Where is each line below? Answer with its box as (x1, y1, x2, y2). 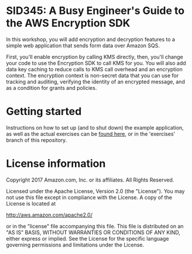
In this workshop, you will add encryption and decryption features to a (6, 36, 176, 43)
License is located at (6, 200, 56, 207)
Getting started (6, 105, 82, 118)
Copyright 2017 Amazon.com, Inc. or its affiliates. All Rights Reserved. (6, 176, 174, 183)
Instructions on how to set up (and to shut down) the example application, (6, 124, 184, 131)
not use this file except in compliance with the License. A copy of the (6, 194, 173, 201)
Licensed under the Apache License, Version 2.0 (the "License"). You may (6, 187, 185, 194)
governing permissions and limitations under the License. (6, 241, 145, 248)
